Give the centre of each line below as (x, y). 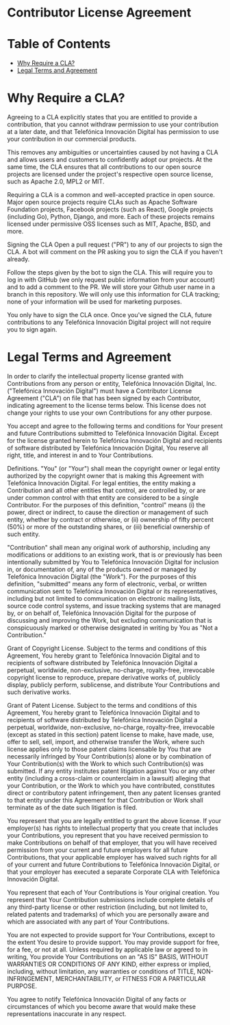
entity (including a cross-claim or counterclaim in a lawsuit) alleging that (109, 778)
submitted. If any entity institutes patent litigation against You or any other (111, 771)
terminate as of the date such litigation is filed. (73, 807)
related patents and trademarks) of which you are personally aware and (108, 914)
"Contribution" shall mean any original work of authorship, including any (109, 548)
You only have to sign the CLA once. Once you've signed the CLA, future (110, 315)
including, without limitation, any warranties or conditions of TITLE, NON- (111, 971)
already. (18, 260)
